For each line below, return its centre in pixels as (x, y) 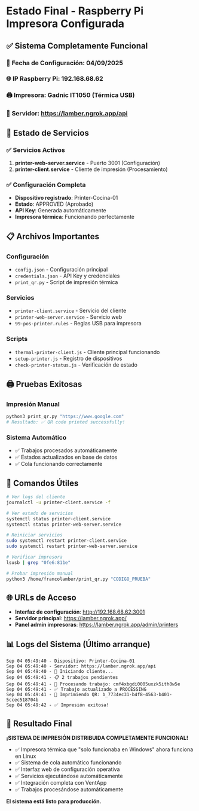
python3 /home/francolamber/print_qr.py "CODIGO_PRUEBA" (79, 579)
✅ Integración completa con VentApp (61, 783)
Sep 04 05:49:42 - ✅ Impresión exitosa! (58, 705)
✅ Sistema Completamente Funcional (77, 46)
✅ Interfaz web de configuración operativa (67, 769)
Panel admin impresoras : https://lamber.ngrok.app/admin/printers (97, 625)
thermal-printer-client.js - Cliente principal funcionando (87, 352)
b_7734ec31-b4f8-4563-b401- (137, 695)
